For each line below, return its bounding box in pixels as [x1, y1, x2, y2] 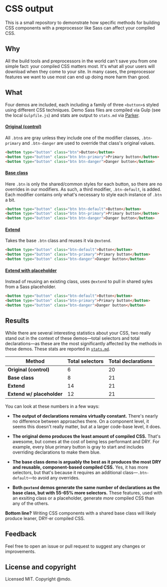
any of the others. [12, 500, 49, 506]
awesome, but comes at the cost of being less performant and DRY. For [12, 438, 160, 445]
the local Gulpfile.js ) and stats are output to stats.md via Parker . [5, 112, 140, 118]
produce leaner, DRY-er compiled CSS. [5, 515, 85, 521]
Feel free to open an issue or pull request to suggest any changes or [5, 543, 146, 549]
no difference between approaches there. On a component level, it [12, 418, 150, 424]
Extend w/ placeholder [7, 390, 63, 397]
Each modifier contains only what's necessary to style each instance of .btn [5, 191, 162, 197]
